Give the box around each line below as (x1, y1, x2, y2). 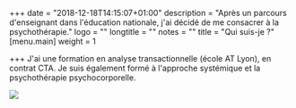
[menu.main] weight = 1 (9, 36, 96, 46)
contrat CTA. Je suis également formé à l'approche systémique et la (9, 62, 261, 73)
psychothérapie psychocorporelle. (9, 72, 136, 83)
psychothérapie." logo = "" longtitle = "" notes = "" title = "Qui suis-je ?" (9, 27, 275, 37)
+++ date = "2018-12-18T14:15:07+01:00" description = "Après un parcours (9, 8, 287, 18)
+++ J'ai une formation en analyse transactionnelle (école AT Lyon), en (9, 54, 272, 63)
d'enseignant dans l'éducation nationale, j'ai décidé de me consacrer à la (9, 17, 280, 28)
